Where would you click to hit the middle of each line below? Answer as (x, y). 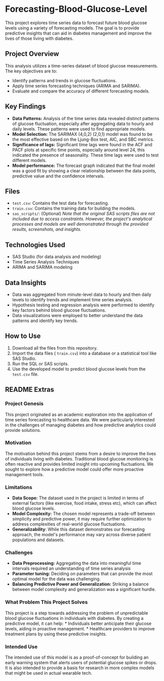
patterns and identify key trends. (45, 321)
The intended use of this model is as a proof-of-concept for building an (77, 657)
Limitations (19, 487)
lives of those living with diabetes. (39, 38)
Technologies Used (35, 245)
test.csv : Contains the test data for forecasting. (60, 203)
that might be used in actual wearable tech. (49, 673)
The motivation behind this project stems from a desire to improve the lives (81, 454)
